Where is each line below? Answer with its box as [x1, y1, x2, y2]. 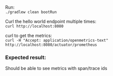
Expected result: [5, 54, 46, 61]
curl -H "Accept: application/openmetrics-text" [5, 38, 108, 43]
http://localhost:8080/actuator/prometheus [5, 42, 97, 47]
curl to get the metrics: [5, 33, 52, 38]
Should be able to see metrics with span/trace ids [5, 65, 107, 71]
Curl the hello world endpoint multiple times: [5, 19, 96, 24]
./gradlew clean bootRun [5, 10, 57, 15]
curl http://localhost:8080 [5, 24, 64, 29]
